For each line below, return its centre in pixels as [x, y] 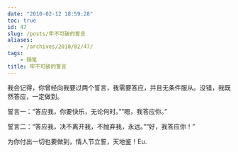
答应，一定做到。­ [38, 96]
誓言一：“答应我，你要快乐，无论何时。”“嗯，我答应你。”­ [87, 111]
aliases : [20, 40]
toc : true [22, 21]
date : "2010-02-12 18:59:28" [50, 14]
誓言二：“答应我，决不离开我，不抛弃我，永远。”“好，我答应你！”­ [101, 126]
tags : [15, 54]
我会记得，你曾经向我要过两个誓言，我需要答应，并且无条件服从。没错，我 [116, 87]
